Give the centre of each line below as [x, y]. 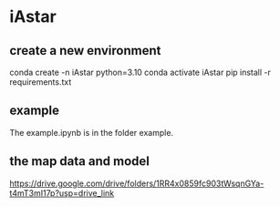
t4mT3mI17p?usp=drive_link [62, 192]
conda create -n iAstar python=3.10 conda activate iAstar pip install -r [140, 72]
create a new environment [85, 51]
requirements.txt [41, 82]
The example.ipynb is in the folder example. [92, 132]
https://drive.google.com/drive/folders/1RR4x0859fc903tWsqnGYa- [137, 183]
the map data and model [80, 161]
